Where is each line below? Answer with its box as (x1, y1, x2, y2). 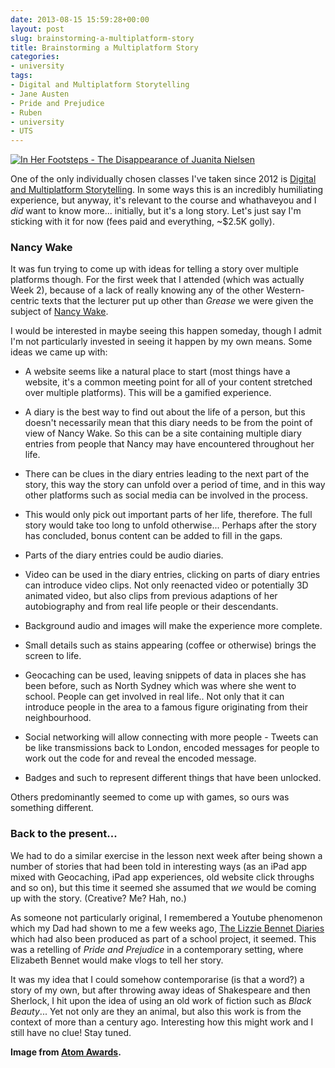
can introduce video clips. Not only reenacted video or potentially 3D (24, 579, 309, 591)
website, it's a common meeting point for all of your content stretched (24, 376, 313, 388)
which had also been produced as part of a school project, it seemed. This (10, 932, 317, 945)
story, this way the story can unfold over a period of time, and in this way (24, 479, 326, 491)
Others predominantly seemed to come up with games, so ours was (10, 791, 290, 803)
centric (10, 295, 40, 307)
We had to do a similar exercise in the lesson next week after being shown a (10, 849, 323, 861)
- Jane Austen (10, 89, 70, 99)
